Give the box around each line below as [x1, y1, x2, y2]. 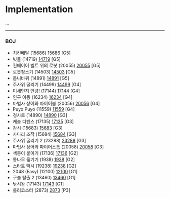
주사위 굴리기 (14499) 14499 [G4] [12, 82, 81, 88]
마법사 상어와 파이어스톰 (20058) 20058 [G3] [12, 144, 104, 150]
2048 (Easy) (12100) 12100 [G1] [12, 169, 78, 175]
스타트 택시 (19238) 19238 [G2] [12, 163, 76, 169]
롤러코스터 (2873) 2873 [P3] [12, 187, 71, 193]
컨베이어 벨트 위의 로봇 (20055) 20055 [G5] [12, 62, 101, 69]
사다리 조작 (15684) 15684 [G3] [12, 131, 77, 137]
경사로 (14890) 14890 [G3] [12, 112, 67, 118]
